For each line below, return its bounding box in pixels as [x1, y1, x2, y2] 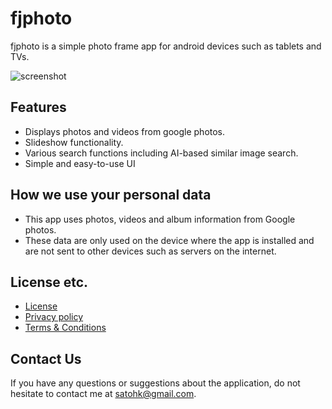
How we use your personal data [10, 187, 212, 204]
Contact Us [10, 350, 82, 367]
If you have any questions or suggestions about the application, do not [10, 377, 301, 389]
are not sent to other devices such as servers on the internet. [24, 245, 277, 257]
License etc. [10, 273, 89, 291]
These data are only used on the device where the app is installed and [24, 234, 315, 246]
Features [10, 99, 67, 116]
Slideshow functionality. [24, 136, 124, 148]
